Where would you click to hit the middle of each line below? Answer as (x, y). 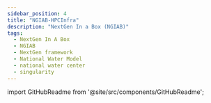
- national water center (49, 65)
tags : (15, 33)
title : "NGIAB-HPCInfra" (43, 20)
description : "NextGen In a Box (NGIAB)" (68, 26)
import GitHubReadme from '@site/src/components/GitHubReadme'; (105, 92)
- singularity (34, 72)
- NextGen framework (43, 53)
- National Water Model (48, 59)
